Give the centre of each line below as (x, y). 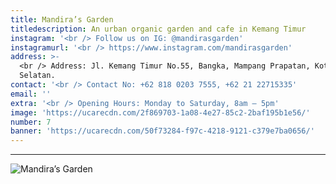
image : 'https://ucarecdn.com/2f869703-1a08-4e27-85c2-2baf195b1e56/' (160, 112)
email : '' (31, 94)
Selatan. (37, 76)
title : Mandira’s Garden (62, 19)
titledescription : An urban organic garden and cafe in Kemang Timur (158, 29)
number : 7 (31, 122)
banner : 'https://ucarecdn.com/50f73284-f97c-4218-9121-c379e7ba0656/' (162, 131)
